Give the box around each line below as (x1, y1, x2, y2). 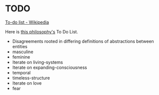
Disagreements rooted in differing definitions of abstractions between (12, 38, 154, 44)
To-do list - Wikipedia (5, 19, 49, 25)
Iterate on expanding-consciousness (12, 64, 87, 70)
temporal (12, 69, 31, 75)
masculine (12, 49, 34, 55)
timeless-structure (12, 75, 50, 81)
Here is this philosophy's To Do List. (5, 29, 78, 34)
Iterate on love (12, 80, 42, 86)
